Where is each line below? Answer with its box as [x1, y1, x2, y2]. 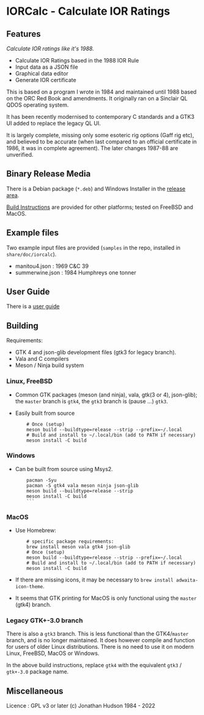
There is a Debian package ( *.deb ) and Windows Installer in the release [6, 185, 186, 192]
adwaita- [176, 577, 199, 583]
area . [6, 191, 20, 199]
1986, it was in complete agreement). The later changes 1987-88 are [6, 145, 178, 151]
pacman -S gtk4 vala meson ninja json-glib [26, 482, 139, 488]
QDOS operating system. [6, 101, 69, 108]
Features [6, 29, 41, 39]
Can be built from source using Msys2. [15, 465, 113, 472]
